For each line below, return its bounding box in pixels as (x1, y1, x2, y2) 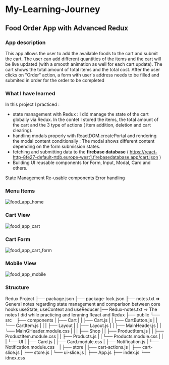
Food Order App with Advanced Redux (5, 24, 129, 32)
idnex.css (5, 354, 25, 360)
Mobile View (5, 260, 37, 267)
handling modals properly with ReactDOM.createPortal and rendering (12, 133, 157, 139)
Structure (5, 284, 29, 291)
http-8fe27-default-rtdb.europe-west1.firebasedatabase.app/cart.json (12, 154, 158, 160)
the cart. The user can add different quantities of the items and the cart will (5, 56, 161, 62)
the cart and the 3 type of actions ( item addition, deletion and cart (12, 122, 151, 128)
